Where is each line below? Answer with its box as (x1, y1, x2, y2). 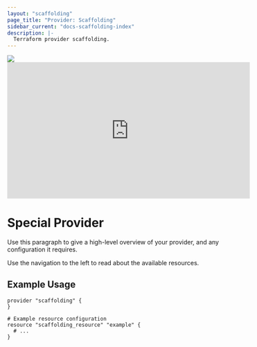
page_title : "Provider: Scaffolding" (7, 17, 116, 24)
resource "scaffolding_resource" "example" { (7, 321, 141, 328)
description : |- (7, 29, 54, 37)
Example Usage (7, 278, 76, 291)
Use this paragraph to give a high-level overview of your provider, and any (7, 238, 220, 247)
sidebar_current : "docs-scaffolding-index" (7, 23, 135, 30)
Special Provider (7, 215, 104, 231)
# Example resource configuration (7, 315, 107, 322)
